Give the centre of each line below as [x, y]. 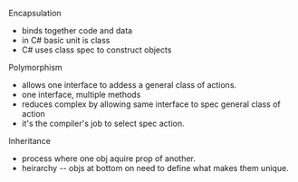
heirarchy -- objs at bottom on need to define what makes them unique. [155, 168]
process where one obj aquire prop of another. [109, 158]
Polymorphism [35, 67]
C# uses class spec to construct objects [96, 50]
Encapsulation [35, 13]
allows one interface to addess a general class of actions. [129, 85]
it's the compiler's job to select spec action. [103, 123]
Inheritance [30, 141]
